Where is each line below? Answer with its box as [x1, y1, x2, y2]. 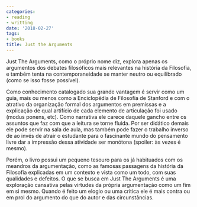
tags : [6, 31, 20, 37]
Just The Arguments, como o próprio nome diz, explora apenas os [6, 57, 168, 65]
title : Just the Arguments [6, 42, 73, 48]
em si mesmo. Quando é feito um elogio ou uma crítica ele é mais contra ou [6, 187, 190, 195]
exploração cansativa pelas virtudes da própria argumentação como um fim [6, 181, 191, 188]
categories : [6, 8, 35, 15]
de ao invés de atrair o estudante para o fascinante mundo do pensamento [6, 132, 188, 139]
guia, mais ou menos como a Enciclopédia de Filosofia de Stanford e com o [6, 94, 190, 101]
